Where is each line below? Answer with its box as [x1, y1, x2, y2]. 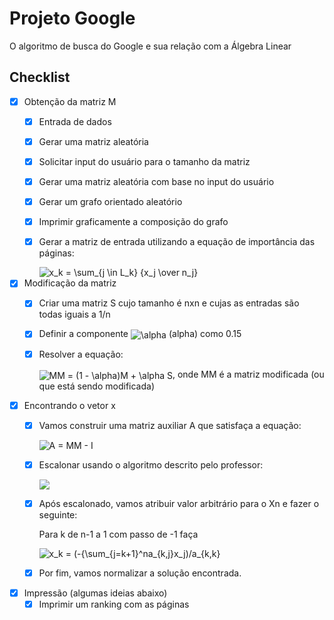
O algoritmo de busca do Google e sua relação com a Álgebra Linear [9, 40, 292, 52]
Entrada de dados [38, 115, 112, 127]
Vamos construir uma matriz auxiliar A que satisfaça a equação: [38, 419, 302, 431]
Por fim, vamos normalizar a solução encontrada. [38, 567, 242, 579]
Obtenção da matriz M [23, 95, 117, 107]
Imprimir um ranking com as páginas [38, 598, 190, 611]
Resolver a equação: [38, 348, 124, 361]
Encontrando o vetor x [23, 399, 116, 411]
